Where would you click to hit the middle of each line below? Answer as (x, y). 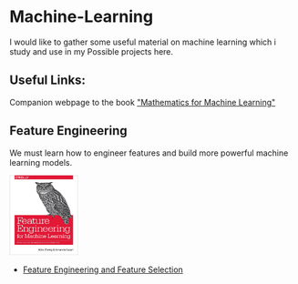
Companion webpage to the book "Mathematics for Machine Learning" (143, 102)
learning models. (41, 162)
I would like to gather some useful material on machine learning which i (143, 42)
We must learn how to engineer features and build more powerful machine (149, 153)
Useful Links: (48, 81)
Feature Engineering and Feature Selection (103, 269)
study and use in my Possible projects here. (92, 51)
